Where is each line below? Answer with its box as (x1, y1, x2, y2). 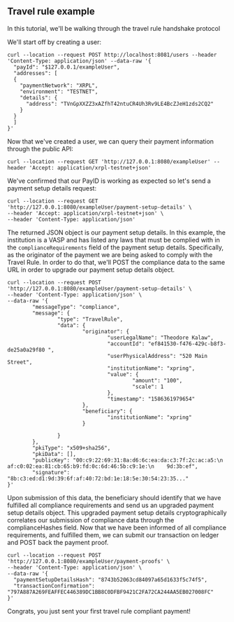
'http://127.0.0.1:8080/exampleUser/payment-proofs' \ (7, 558, 170, 565)
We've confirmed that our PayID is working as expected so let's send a (7, 177, 211, 185)
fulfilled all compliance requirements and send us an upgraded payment (7, 501, 214, 509)
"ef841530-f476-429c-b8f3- (147, 340, 227, 347)
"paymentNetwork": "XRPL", (20, 82, 98, 89)
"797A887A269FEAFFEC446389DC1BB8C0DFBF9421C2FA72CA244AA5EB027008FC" (7, 588, 214, 595)
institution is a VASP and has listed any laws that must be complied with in (7, 235, 220, 244)
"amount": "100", (132, 377, 183, 384)
